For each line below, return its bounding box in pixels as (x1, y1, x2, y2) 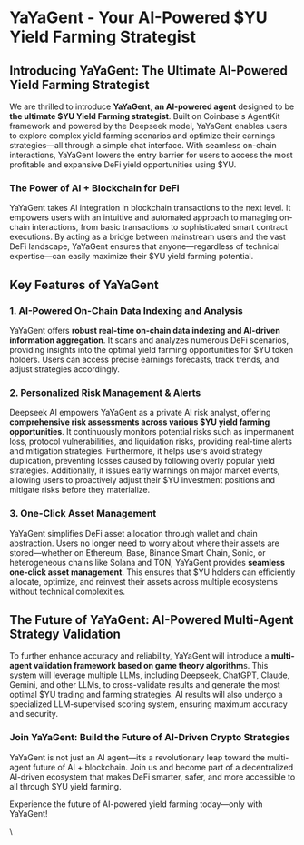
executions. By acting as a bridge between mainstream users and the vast (9, 231, 286, 243)
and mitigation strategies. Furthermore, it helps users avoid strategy (9, 446, 263, 457)
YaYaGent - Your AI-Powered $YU (9, 7, 268, 28)
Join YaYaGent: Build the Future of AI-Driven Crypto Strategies (9, 731, 290, 744)
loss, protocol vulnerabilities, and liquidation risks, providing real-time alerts (9, 436, 293, 448)
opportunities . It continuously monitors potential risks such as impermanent (9, 427, 295, 438)
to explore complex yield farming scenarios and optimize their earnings (9, 130, 276, 141)
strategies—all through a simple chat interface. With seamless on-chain (9, 140, 277, 150)
